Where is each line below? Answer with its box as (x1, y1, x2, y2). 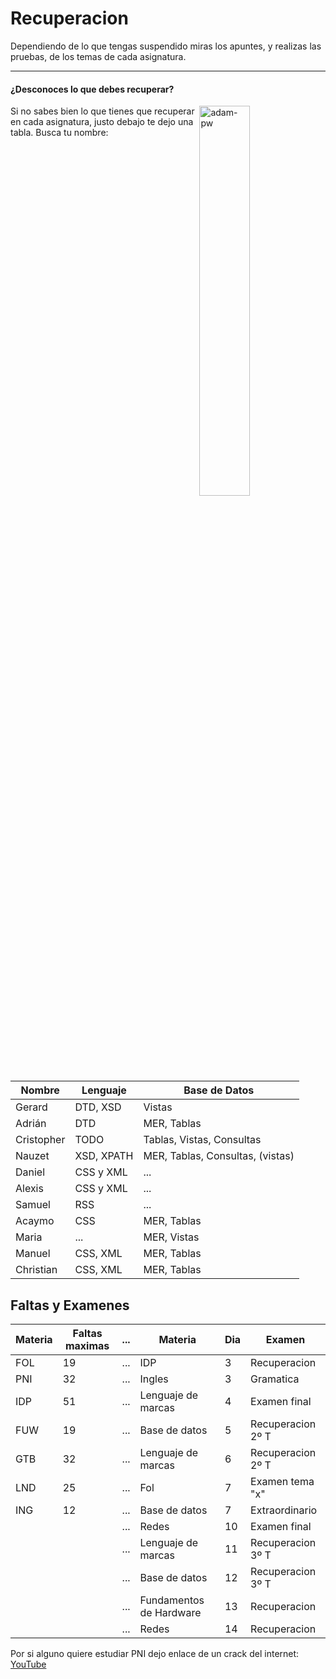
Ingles (139, 1372, 169, 1386)
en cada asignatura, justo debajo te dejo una (10, 116, 194, 128)
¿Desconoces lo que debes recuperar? (10, 83, 175, 95)
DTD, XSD (74, 1100, 122, 1114)
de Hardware (139, 1605, 202, 1619)
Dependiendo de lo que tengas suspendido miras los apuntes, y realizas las (10, 40, 322, 52)
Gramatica (250, 1372, 300, 1386)
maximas (64, 1338, 110, 1352)
